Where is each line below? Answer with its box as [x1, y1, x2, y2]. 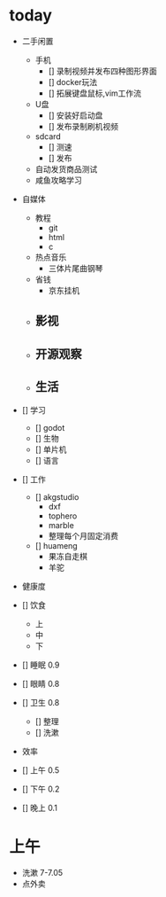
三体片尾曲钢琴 [48, 262, 103, 273]
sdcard [34, 130, 62, 142]
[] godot [34, 422, 65, 433]
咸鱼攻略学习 [34, 175, 82, 185]
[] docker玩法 [48, 76, 98, 87]
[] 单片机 [34, 444, 67, 455]
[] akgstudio [34, 491, 79, 502]
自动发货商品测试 [34, 163, 98, 174]
